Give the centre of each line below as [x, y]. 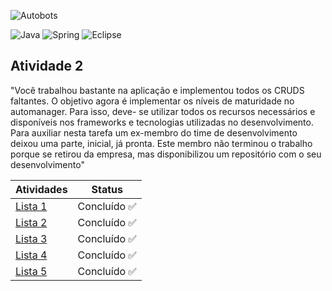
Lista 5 [31, 271]
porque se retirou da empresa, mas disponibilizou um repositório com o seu [166, 154]
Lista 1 [31, 206]
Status [107, 189]
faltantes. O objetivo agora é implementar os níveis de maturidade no [152, 101]
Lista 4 [31, 255]
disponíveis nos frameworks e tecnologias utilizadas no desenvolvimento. [162, 122]
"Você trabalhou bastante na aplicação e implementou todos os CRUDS [157, 90]
